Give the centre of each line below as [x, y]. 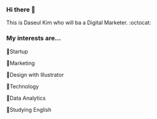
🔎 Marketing [20, 63]
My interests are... [34, 38]
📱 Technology [23, 86]
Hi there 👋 [21, 10]
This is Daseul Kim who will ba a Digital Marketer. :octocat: [79, 23]
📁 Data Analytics [26, 98]
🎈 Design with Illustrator [35, 75]
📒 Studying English [29, 109]
